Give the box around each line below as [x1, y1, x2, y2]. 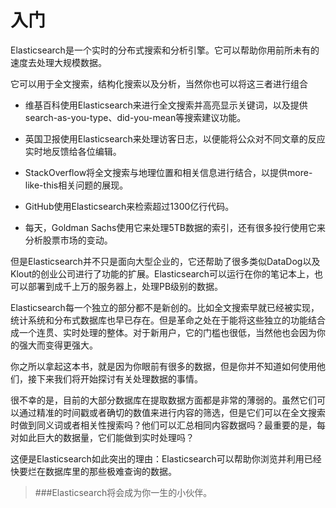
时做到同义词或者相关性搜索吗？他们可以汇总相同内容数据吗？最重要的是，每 [10, 419, 326, 431]
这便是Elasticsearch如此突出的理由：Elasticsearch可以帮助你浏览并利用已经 [10, 452, 322, 465]
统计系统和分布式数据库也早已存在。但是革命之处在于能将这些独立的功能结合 [10, 314, 326, 326]
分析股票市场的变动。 [24, 234, 113, 246]
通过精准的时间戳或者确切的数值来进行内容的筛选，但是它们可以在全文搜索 [18, 406, 326, 418]
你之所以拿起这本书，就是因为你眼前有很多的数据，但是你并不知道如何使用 [10, 360, 317, 372]
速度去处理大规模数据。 [10, 56, 107, 68]
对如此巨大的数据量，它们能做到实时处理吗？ [10, 431, 195, 443]
